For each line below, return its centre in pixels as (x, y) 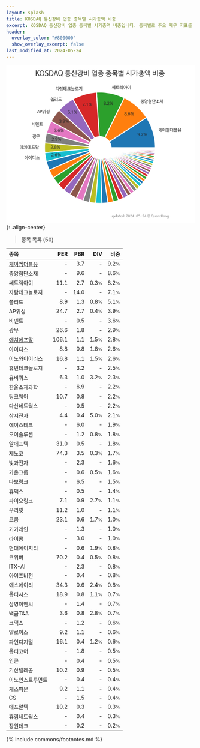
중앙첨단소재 (23, 273)
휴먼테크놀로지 (26, 368)
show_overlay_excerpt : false (48, 44)
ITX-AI (17, 566)
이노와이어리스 (26, 359)
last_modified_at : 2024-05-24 (44, 51)
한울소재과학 (23, 387)
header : (16, 32)
